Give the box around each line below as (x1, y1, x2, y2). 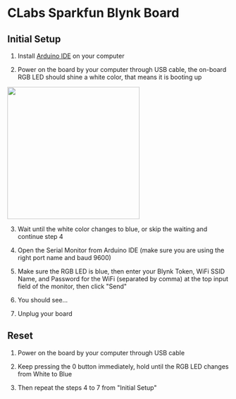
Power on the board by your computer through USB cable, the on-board (17, 66, 227, 73)
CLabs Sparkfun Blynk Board (7, 5, 180, 21)
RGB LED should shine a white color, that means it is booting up (17, 73, 202, 81)
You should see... (17, 296, 68, 304)
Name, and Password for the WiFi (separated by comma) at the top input (17, 275, 229, 283)
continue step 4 (17, 233, 63, 240)
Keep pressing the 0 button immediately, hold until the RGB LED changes (17, 362, 229, 371)
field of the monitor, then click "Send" (17, 282, 128, 290)
